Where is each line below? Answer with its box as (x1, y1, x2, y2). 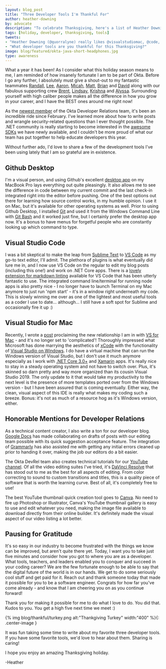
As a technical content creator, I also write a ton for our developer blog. (5, 428, 150, 434)
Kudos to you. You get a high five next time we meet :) (5, 605, 115, 611)
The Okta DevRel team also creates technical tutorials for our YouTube (5, 458, 148, 464)
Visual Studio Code (5, 238, 66, 247)
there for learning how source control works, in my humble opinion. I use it (5, 198, 157, 204)
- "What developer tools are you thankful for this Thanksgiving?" (5, 44, 147, 49)
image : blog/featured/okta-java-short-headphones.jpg (5, 49, 119, 54)
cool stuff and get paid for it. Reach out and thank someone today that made (5, 574, 161, 580)
